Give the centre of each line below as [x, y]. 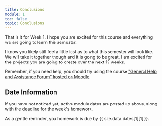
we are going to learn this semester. [41, 42]
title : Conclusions [25, 10]
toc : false [16, 19]
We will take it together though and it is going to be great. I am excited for [79, 57]
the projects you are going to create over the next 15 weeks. [65, 62]
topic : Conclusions [25, 23]
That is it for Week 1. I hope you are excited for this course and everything [79, 37]
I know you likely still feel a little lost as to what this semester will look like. [79, 52]
